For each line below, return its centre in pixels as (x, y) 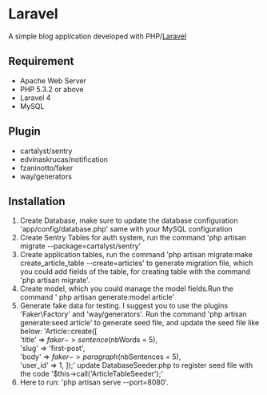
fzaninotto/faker (46, 167)
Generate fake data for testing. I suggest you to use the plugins (124, 306)
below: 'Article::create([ (58, 331)
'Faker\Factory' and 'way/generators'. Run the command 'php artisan (133, 314)
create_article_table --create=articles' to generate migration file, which (136, 263)
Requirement (41, 61)
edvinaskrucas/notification (64, 159)
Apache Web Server (53, 80)
